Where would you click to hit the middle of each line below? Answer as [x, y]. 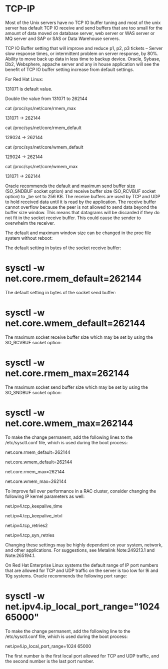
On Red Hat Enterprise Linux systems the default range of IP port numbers [82, 565]
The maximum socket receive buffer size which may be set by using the [79, 337]
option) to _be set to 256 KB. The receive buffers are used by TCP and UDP [83, 196]
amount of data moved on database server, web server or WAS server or [80, 33]
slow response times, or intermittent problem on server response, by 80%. [82, 54]
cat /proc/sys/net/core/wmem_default [44, 147]
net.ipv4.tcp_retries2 [26, 525]
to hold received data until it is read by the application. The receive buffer [81, 202]
